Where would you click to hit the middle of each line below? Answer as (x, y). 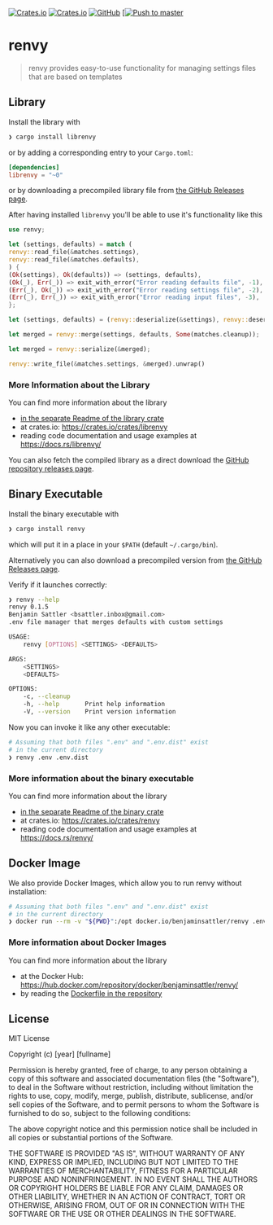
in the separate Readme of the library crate (92, 418)
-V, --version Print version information (100, 712)
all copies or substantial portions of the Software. (91, 1138)
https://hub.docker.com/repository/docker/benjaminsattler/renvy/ (129, 985)
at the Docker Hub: (52, 976)
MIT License (29, 1038)
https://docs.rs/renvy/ (56, 837)
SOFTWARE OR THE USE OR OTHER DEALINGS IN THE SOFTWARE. (122, 1214)
